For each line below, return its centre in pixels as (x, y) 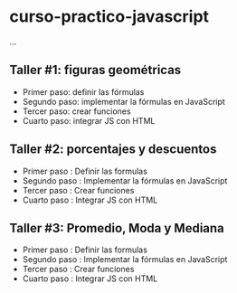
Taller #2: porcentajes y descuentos (113, 150)
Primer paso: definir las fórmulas (83, 91)
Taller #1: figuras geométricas (95, 70)
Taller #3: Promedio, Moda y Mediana (117, 228)
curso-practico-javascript (109, 17)
